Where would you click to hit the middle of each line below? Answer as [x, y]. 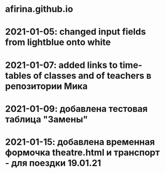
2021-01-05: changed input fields [76, 32]
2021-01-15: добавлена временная [80, 142]
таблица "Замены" [46, 119]
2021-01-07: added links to [61, 65]
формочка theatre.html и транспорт [82, 152]
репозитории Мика [46, 86]
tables [18, 76]
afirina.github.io [39, 9]
